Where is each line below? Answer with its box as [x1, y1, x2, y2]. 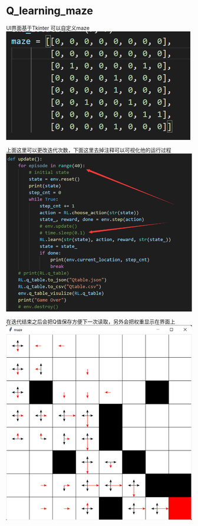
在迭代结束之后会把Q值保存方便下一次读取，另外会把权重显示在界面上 [6, 318, 176, 325]
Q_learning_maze [6, 4, 93, 18]
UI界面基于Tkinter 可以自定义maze [6, 24, 90, 31]
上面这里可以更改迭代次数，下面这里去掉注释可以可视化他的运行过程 [6, 146, 171, 153]
